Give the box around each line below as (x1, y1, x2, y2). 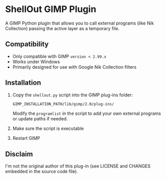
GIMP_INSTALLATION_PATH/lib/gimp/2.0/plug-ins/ (12, 101, 114, 106)
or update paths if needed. (12, 116, 68, 122)
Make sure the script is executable (12, 125, 84, 131)
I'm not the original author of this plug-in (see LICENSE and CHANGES (5, 163, 151, 169)
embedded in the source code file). (5, 168, 78, 174)
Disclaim (5, 149, 33, 158)
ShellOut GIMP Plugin (5, 4, 97, 15)
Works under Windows (12, 59, 60, 65)
